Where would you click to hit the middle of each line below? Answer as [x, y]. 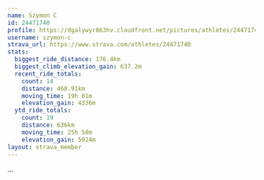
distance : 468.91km [54, 88]
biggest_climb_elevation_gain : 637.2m [78, 67]
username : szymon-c [39, 37]
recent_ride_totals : [48, 74]
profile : [22, 30]
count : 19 [38, 118]
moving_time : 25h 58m [57, 132]
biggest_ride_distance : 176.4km [68, 60]
